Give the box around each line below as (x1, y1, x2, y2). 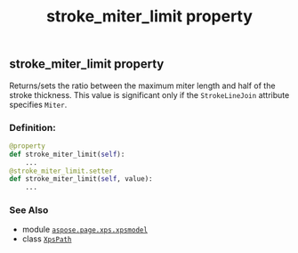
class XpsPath (21, 233, 72, 244)
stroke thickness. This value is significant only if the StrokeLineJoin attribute (9, 89, 290, 100)
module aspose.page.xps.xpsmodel (21, 224, 149, 235)
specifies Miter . (9, 99, 68, 110)
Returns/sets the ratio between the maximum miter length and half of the (9, 80, 276, 91)
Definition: (9, 121, 56, 134)
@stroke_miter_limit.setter (9, 167, 114, 175)
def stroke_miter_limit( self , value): (9, 175, 153, 184)
